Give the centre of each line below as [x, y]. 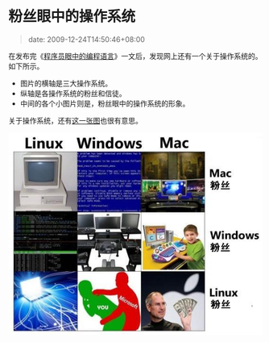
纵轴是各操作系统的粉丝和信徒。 [73, 93]
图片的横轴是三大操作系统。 [66, 83]
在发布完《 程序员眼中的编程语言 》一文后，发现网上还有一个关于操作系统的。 [135, 56]
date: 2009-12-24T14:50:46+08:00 [86, 39]
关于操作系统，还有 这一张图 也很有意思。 [75, 120]
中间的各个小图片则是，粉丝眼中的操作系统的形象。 [105, 103]
